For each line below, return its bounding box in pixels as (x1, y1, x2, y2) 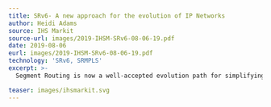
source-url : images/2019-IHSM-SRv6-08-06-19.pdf (8, 34, 175, 43)
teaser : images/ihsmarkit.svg (8, 86, 110, 94)
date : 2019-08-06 (8, 42, 67, 50)
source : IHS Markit (8, 27, 74, 35)
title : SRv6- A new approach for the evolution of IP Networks (8, 11, 226, 20)
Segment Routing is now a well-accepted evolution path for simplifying (15, 72, 265, 80)
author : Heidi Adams (8, 19, 78, 27)
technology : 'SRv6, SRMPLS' (8, 57, 103, 65)
